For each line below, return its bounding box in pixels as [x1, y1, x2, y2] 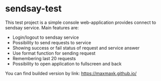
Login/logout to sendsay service [12, 34, 79, 40]
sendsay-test [5, 3, 62, 14]
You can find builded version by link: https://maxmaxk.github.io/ [5, 70, 137, 76]
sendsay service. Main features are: [5, 24, 79, 30]
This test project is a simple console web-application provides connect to [5, 19, 156, 25]
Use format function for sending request [12, 50, 96, 56]
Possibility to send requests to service [12, 39, 91, 45]
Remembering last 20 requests [12, 55, 76, 61]
